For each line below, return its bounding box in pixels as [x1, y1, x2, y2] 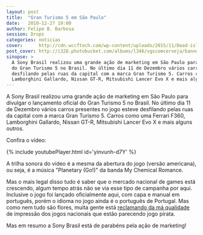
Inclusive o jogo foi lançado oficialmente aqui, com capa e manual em [6, 191, 180, 198]
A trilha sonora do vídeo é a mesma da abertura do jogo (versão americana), [6, 160, 197, 167]
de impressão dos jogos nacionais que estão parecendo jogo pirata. [6, 210, 176, 217]
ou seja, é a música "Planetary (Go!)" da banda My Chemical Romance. [6, 167, 184, 174]
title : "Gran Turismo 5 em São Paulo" [6, 14, 107, 21]
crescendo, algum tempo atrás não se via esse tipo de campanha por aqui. [6, 185, 193, 192]
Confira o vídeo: [6, 137, 47, 144]
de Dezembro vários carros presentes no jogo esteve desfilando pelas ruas [6, 106, 193, 113]
